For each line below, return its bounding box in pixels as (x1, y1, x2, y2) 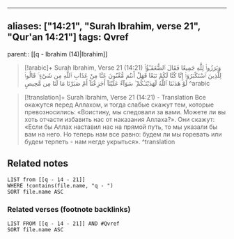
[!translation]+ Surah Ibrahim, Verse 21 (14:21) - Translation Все (24, 93, 207, 101)
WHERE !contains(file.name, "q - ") (7, 182, 114, 189)
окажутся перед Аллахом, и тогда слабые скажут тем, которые (24, 100, 214, 109)
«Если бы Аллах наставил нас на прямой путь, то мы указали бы (24, 123, 218, 131)
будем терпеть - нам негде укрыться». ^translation (24, 137, 175, 146)
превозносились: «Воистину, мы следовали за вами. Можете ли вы (24, 107, 226, 116)
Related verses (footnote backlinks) (7, 204, 131, 214)
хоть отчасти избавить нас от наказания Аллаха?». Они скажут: (24, 115, 215, 123)
